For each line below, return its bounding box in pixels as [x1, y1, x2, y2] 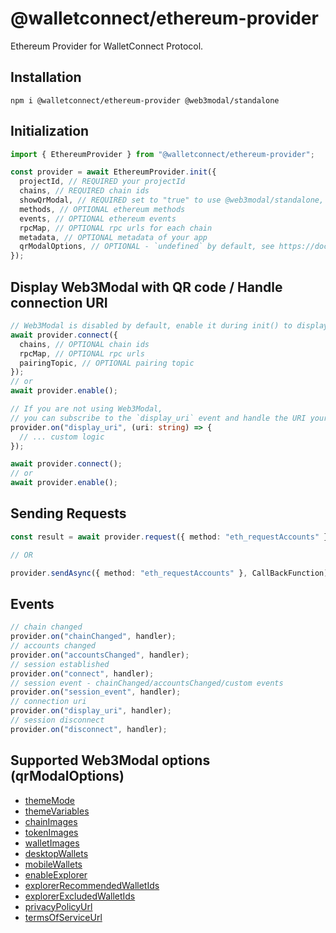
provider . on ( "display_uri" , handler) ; [10, 706, 172, 716]
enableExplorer [24, 868, 88, 881]
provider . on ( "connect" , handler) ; [10, 668, 155, 679]
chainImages [24, 815, 78, 827]
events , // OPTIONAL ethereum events [19, 213, 177, 224]
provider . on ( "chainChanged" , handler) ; [10, 632, 177, 642]
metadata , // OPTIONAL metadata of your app [19, 232, 208, 242]
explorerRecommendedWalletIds [24, 879, 160, 891]
